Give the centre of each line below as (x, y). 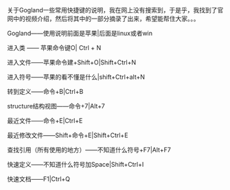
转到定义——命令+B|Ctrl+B (45, 92)
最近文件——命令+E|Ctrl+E (45, 121)
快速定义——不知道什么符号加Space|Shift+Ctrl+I (76, 164)
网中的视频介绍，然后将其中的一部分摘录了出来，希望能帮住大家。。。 (103, 19)
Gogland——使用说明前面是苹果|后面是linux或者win (80, 33)
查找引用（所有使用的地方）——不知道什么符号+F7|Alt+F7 (89, 150)
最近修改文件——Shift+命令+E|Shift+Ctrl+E (68, 135)
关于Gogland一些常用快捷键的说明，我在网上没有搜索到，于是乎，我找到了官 (115, 10)
